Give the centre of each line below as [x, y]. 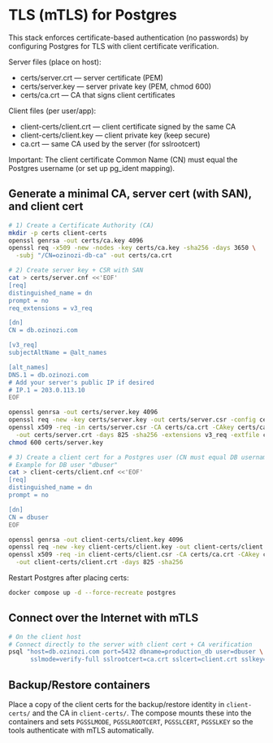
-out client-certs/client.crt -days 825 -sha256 [100, 562]
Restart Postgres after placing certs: [69, 578]
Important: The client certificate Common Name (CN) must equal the [123, 160]
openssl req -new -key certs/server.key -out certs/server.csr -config [132, 420]
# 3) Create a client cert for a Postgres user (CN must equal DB [123, 457]
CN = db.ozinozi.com [43, 330]
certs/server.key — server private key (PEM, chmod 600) [116, 86]
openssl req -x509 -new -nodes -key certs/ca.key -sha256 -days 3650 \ [132, 248]
